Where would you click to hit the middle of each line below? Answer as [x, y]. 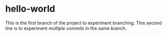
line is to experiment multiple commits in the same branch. [66, 28]
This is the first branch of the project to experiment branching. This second [83, 23]
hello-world [30, 9]
